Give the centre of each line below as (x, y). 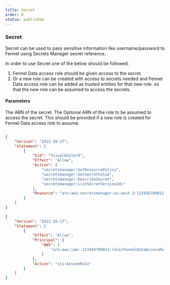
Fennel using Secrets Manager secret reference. (56, 53)
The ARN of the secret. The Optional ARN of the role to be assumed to (78, 112)
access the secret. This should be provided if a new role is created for (78, 118)
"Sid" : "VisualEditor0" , (58, 156)
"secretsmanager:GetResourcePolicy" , (81, 170)
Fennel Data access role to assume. (42, 123)
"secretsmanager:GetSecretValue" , (78, 174)
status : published (25, 19)
